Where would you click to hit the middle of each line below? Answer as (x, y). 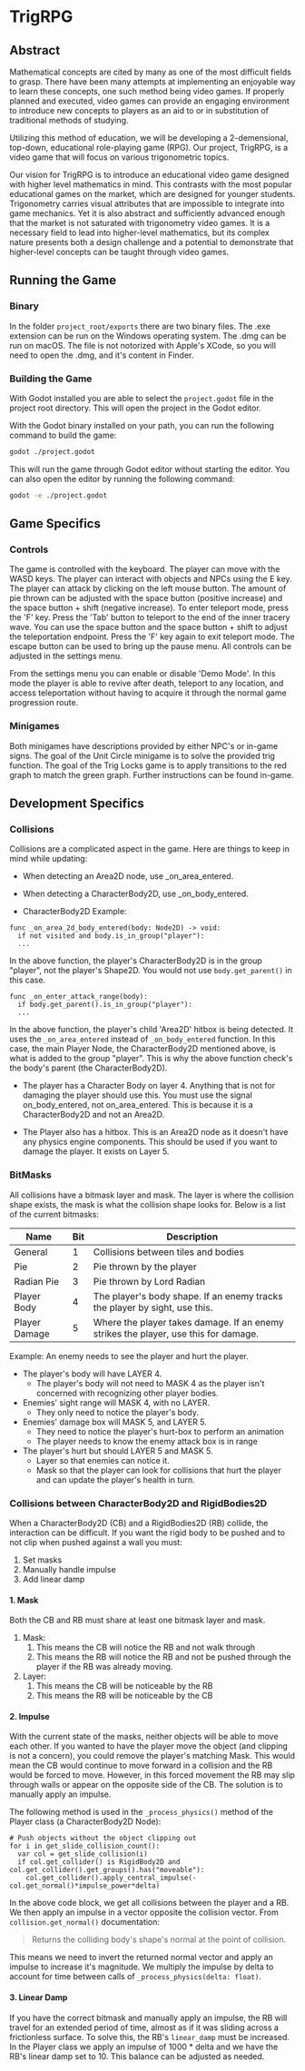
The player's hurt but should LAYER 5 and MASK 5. (118, 1451)
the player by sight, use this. (153, 1307)
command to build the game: (63, 435)
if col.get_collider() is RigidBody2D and (99, 1862)
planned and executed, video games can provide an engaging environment (150, 101)
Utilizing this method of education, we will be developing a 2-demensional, (149, 138)
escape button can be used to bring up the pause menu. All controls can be (151, 646)
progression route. (44, 703)
